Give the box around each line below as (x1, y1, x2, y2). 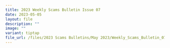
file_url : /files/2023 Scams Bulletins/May (5, 35, 99, 40)
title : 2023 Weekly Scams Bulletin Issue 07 (5, 7, 101, 12)
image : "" (5, 26, 26, 31)
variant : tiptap (5, 30, 39, 35)
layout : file (5, 16, 33, 21)
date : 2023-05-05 (5, 12, 42, 17)
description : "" (5, 21, 39, 26)
